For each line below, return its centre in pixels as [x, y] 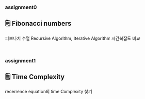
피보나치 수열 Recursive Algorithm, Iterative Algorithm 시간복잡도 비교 [73, 38]
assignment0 [21, 7]
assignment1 [20, 61]
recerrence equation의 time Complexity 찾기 [49, 92]
